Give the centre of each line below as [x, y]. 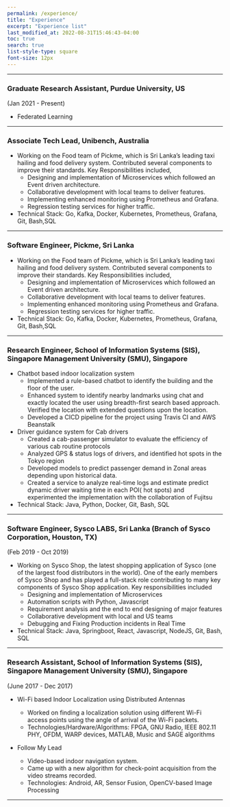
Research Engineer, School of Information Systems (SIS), [104, 350]
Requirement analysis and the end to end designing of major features [125, 609]
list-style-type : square [42, 52]
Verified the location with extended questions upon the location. [117, 410]
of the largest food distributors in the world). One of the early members [117, 573]
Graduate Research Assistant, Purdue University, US [96, 88]
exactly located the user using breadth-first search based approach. [124, 402]
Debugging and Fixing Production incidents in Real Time [106, 623]
